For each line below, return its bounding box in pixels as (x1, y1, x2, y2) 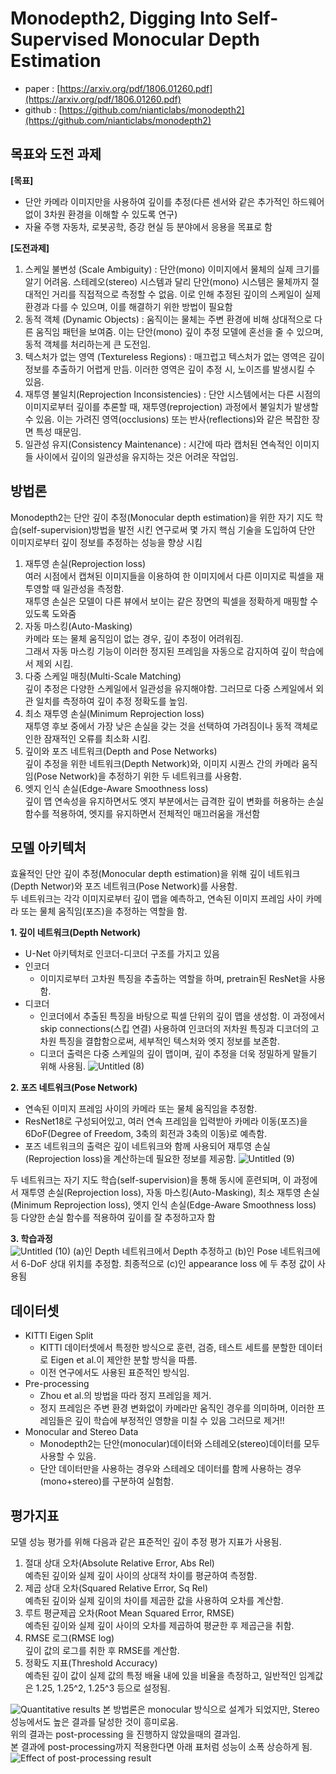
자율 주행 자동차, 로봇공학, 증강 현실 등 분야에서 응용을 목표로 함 (24, 220, 273, 232)
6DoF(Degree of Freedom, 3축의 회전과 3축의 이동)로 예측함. (24, 1128, 268, 1140)
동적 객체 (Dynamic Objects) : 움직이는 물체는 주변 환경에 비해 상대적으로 (24, 313, 313, 325)
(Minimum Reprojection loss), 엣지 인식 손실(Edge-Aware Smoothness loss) (10, 1199, 317, 1211)
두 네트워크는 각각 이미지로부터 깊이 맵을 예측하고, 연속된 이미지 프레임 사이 (10, 893, 304, 905)
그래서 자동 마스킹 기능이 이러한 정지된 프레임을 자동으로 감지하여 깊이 (24, 645, 298, 657)
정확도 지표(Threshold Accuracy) (24, 1657, 158, 1669)
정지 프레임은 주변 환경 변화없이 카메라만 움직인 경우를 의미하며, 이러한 (39, 1402, 315, 1414)
